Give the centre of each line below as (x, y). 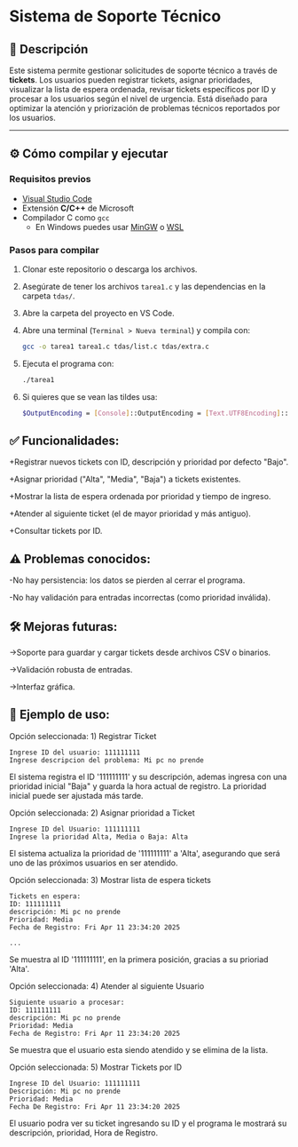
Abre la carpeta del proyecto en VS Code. (98, 313)
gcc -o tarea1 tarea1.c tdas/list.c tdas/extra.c (116, 346)
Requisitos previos (50, 179)
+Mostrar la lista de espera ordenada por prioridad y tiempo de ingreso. (140, 497)
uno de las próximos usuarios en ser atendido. (94, 863)
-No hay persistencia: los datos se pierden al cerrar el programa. (127, 580)
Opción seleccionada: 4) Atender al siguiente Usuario (107, 986)
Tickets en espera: (45, 896)
